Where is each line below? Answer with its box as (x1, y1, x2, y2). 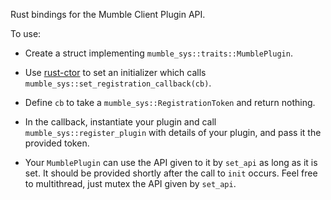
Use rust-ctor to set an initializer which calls (24, 67, 207, 78)
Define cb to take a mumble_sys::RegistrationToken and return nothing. (24, 97, 316, 108)
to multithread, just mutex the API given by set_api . (24, 178, 237, 189)
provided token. (24, 137, 90, 149)
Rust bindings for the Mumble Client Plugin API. (10, 9, 206, 20)
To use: (10, 28, 42, 39)
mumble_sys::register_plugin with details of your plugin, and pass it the (24, 127, 322, 138)
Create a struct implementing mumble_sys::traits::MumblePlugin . (24, 47, 293, 59)
